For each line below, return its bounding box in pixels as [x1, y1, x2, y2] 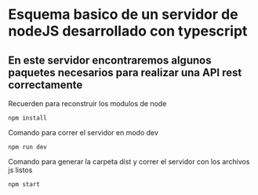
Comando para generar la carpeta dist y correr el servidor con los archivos [8, 157, 250, 166]
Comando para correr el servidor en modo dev [8, 128, 159, 137]
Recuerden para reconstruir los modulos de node [8, 99, 167, 108]
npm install [8, 114, 47, 122]
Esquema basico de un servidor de [8, 6, 238, 24]
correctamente [8, 78, 83, 91]
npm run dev [8, 143, 47, 151]
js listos [8, 165, 33, 175]
